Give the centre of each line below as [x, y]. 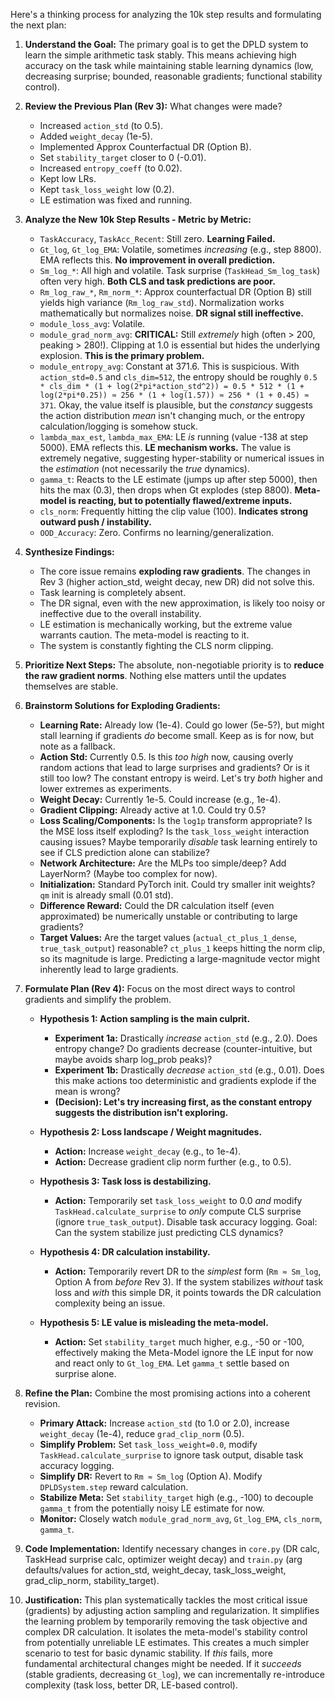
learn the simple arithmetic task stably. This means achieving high [160, 55]
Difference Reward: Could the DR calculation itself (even [157, 905]
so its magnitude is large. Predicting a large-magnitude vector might [180, 958]
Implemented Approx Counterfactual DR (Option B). [145, 147]
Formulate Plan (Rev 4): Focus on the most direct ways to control [160, 988]
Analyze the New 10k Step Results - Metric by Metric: [138, 219]
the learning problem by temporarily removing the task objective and [166, 1621]
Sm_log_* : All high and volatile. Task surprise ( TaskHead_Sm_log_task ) [180, 270]
